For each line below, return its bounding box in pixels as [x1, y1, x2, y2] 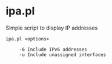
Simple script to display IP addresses [5, 24, 98, 31]
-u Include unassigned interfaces [19, 51, 107, 58]
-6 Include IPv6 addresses [19, 46, 87, 53]
